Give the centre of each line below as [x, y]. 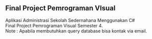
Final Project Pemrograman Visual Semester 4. [54, 25]
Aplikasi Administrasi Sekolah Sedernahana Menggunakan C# [70, 20]
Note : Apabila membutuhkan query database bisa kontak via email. [76, 31]
